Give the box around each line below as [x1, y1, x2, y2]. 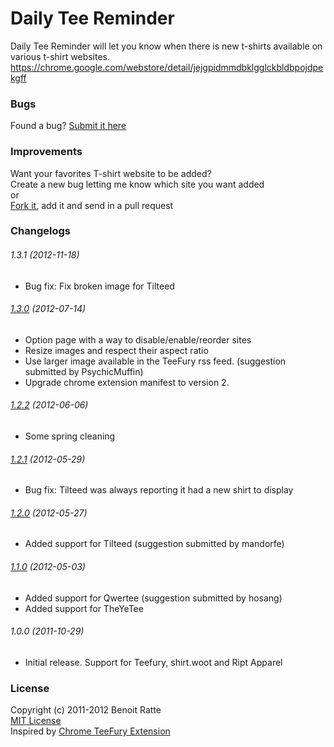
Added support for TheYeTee [24, 602, 144, 614]
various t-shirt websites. [10, 50, 111, 62]
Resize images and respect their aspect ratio [24, 344, 209, 356]
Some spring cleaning [24, 430, 116, 442]
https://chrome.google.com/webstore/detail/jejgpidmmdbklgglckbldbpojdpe [10, 61, 324, 73]
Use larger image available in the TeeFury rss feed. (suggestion [24, 355, 287, 367]
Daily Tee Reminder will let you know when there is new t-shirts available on [10, 40, 323, 52]
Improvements [10, 145, 83, 159]
